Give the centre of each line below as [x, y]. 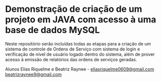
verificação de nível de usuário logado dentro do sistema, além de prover [80, 54]
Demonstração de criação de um [74, 9]
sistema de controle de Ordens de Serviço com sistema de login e [73, 49]
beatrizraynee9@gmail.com [34, 74]
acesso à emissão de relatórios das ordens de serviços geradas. [71, 59]
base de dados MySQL [53, 30]
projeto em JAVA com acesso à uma [81, 20]
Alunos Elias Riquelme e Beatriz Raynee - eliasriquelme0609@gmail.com [80, 69]
